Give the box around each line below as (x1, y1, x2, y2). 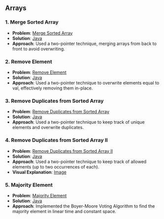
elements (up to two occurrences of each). (12, 164, 99, 170)
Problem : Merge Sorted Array (12, 30, 73, 36)
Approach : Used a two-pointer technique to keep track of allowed (12, 158, 147, 165)
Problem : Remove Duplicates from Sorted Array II (12, 148, 113, 154)
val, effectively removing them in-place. (12, 85, 93, 91)
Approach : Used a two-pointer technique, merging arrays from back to (12, 41, 157, 46)
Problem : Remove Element (12, 69, 66, 75)
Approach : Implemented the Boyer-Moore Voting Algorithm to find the (12, 203, 155, 209)
